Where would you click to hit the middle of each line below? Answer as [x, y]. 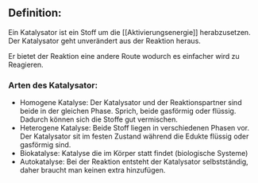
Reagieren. [26, 64]
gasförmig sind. [45, 145]
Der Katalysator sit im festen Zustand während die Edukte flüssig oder [134, 136]
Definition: [35, 13]
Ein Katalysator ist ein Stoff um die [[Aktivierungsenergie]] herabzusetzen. [130, 32]
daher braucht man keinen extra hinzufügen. [92, 170]
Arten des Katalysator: [53, 85]
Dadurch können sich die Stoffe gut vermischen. [99, 119]
